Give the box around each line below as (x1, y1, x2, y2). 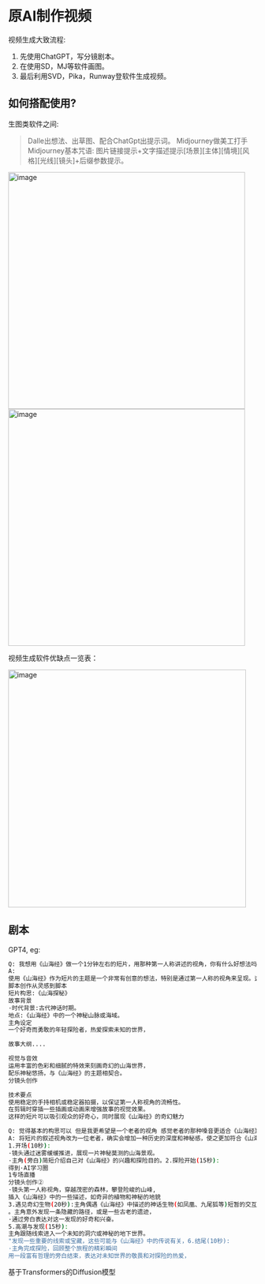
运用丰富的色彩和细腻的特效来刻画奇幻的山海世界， (8, 1062, 150, 1070)
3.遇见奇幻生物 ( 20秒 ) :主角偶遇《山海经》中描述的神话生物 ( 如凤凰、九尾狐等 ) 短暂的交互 (8, 1200, 258, 1208)
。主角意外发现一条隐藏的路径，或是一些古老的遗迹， (8, 1207, 155, 1216)
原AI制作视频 (8, 7, 92, 25)
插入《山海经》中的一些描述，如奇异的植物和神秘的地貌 (8, 1193, 162, 1201)
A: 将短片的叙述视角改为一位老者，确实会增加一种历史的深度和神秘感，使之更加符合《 (8, 1135, 248, 1143)
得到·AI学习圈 (8, 1164, 49, 1172)
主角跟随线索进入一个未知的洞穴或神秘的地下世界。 (8, 1230, 150, 1238)
